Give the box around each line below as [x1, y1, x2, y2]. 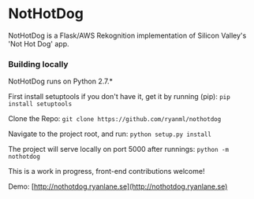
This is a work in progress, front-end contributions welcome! [8, 167, 205, 176]
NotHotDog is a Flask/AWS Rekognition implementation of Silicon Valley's [8, 31, 247, 40]
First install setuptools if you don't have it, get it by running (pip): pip [8, 92, 230, 101]
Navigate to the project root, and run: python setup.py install [8, 129, 211, 138]
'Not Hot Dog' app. [8, 39, 69, 48]
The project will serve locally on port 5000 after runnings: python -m [8, 145, 230, 154]
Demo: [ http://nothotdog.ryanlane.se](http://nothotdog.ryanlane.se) [8, 182, 228, 191]
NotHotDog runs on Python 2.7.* [8, 76, 113, 87]
